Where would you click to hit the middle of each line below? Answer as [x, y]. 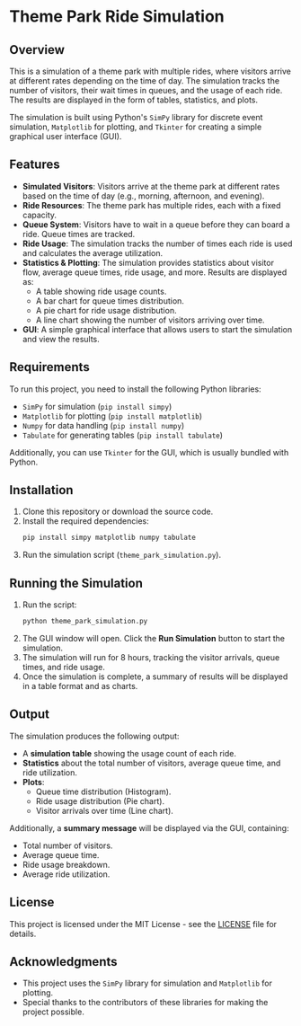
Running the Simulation [76, 583]
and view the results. [61, 339]
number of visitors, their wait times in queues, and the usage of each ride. [146, 90]
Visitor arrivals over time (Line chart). [104, 810]
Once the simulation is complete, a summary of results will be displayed [155, 677]
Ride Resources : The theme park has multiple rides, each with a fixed [151, 205]
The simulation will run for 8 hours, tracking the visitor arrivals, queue [151, 657]
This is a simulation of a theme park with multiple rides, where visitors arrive [150, 71]
